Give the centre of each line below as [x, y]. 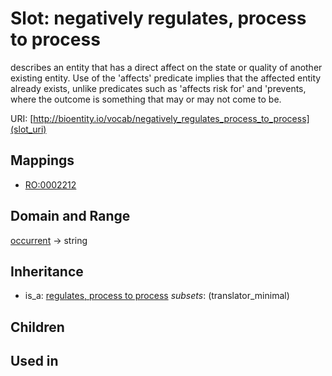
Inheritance [47, 271]
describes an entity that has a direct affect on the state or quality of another [166, 67]
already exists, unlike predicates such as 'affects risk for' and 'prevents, [158, 88]
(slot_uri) [28, 129]
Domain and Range [70, 216]
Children [37, 327]
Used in [34, 361]
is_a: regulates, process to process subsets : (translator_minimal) [157, 296]
